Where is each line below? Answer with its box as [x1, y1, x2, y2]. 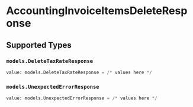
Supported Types [6, 40, 72, 50]
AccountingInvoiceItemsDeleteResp [6, 4, 188, 18]
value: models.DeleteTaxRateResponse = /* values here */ [6, 69, 152, 75]
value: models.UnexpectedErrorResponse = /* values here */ [6, 95, 158, 101]
